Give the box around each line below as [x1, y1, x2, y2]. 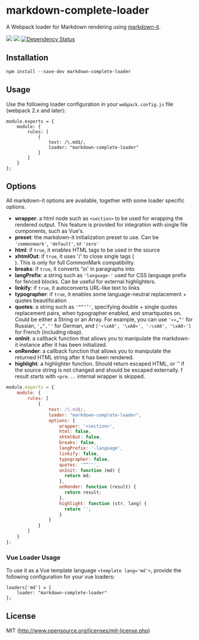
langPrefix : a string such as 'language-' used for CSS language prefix [14, 272, 187, 279]
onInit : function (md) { [59, 468, 120, 473]
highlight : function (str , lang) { [59, 500, 147, 506]
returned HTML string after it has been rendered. [14, 354, 134, 361]
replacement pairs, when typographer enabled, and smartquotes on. [14, 310, 182, 317]
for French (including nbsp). [14, 328, 83, 336]
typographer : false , [59, 456, 110, 462]
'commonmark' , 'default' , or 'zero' [14, 240, 99, 247]
